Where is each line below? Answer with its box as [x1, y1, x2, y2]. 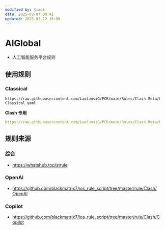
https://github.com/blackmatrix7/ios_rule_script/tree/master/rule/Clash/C [12, 214, 160, 220]
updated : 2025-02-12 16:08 [5, 16, 60, 21]
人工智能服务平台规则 [12, 55, 55, 60]
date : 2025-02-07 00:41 [5, 12, 54, 17]
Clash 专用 [5, 110, 27, 115]
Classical [5, 85, 28, 92]
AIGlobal [5, 37, 41, 49]
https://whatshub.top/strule [12, 162, 68, 168]
